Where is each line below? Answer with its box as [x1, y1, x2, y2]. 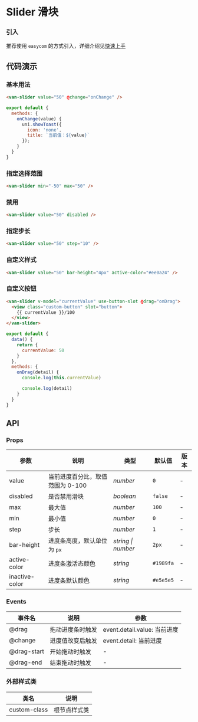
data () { [11, 337, 33, 343]
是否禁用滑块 [48, 493, 84, 501]
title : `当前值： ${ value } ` [27, 132, 90, 139]
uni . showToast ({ [21, 122, 62, 127]
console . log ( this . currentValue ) [21, 375, 101, 381]
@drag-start [9, 647, 44, 655]
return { [16, 342, 38, 348]
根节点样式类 [54, 705, 90, 714]
